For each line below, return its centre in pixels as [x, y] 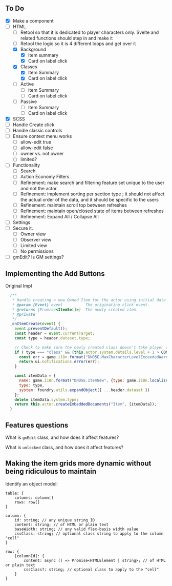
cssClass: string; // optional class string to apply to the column [89, 533]
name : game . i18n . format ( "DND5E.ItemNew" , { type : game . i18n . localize [93, 381]
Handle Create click [34, 125]
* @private [24, 314]
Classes [29, 67]
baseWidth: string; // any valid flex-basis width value [77, 529]
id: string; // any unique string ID [55, 520]
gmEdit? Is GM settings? [38, 257]
